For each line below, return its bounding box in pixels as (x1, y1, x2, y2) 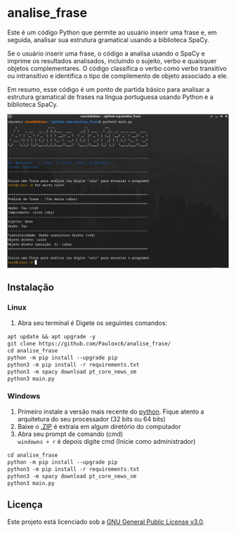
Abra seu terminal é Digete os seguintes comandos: (17, 318, 167, 327)
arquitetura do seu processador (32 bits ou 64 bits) (17, 414, 166, 423)
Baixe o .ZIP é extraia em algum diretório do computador (17, 422, 181, 430)
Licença (7, 499, 44, 511)
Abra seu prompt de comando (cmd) (17, 430, 124, 438)
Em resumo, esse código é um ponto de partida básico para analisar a (7, 85, 210, 93)
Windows (7, 391, 41, 401)
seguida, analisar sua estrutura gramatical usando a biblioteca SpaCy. (7, 35, 209, 44)
